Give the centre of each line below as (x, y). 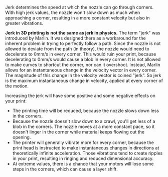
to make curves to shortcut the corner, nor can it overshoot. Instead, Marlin (83, 65)
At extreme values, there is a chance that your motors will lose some (83, 164)
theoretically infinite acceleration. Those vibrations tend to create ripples (88, 153)
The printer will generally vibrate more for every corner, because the (83, 142)
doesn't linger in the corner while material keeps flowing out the (78, 132)
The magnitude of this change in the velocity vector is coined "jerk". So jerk (83, 75)
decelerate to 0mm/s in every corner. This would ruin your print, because (81, 54)
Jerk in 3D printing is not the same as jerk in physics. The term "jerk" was (83, 33)
